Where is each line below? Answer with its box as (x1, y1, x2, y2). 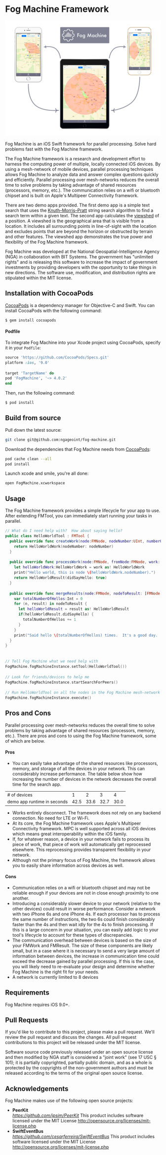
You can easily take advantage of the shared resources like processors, (12, 760, 158, 766)
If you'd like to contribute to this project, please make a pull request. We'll (5, 1029, 155, 1035)
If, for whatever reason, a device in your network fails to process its (12, 836, 150, 842)
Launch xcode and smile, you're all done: (5, 470, 89, 476)
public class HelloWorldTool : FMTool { (5, 534, 90, 539)
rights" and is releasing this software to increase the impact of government (5, 259, 158, 265)
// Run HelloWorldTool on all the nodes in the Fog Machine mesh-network (5, 690, 161, 695)
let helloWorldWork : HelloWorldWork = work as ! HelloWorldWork (14, 565, 145, 570)
